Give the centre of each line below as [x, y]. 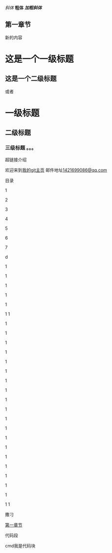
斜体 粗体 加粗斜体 [23, 8]
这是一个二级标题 [31, 79]
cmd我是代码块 [20, 546]
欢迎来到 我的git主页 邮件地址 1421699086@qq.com [56, 170]
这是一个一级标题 [40, 59]
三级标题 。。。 [21, 148]
